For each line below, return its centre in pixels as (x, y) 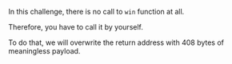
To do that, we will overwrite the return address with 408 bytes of (116, 42)
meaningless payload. (44, 51)
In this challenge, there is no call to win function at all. (96, 12)
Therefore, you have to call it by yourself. (76, 27)
